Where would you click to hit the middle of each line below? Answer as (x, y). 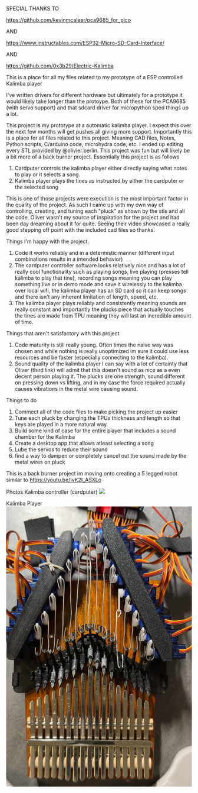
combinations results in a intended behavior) (69, 259)
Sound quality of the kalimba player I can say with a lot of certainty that (101, 364)
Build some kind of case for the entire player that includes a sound (95, 431)
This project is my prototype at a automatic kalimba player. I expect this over (99, 125)
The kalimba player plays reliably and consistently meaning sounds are (100, 303)
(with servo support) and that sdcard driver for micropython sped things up (97, 108)
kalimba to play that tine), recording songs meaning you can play (93, 278)
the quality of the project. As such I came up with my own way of (85, 205)
